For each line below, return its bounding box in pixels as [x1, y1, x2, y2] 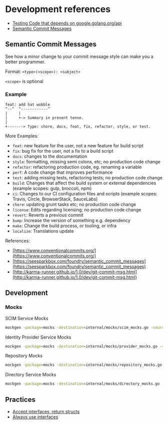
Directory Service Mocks [5, 372, 56, 378]
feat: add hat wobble [5, 102, 50, 108]
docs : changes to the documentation [12, 153, 87, 159]
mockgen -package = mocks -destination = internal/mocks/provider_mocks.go [5, 344, 157, 349]
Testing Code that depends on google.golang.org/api [12, 20, 122, 26]
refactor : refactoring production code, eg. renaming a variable [12, 164, 142, 170]
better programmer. [5, 59, 45, 65]
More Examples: [5, 133, 38, 139]
